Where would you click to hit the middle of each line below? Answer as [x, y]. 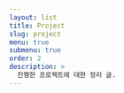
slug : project [35, 34]
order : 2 [25, 58]
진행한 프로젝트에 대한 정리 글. [67, 75]
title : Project [37, 26]
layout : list [33, 17]
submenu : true [35, 50]
